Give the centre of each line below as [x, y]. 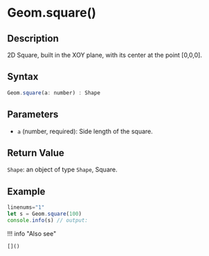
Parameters [33, 115]
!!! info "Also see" [32, 233]
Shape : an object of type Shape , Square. [62, 170]
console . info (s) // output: [48, 220]
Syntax [23, 77]
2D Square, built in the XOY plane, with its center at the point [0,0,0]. [105, 55]
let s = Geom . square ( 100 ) [44, 214]
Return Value [36, 153]
